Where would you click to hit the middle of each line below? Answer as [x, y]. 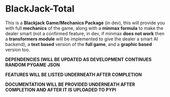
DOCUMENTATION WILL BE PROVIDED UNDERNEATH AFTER [70, 84]
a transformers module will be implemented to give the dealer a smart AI [82, 39]
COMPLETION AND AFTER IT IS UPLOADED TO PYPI [61, 89]
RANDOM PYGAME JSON [32, 65]
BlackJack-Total [40, 9]
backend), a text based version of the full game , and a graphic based [79, 44]
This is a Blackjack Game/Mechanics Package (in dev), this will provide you [85, 23]
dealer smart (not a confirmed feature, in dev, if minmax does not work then [85, 33]
